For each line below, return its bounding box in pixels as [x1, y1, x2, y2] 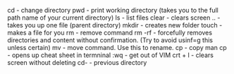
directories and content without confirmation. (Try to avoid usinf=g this [7, 36, 214, 44]
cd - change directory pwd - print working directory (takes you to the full [7, 6, 218, 14]
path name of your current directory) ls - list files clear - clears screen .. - [7, 13, 221, 22]
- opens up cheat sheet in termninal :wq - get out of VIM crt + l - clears [7, 51, 214, 59]
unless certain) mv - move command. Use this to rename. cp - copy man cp [7, 44, 227, 51]
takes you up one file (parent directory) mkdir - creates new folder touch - [7, 21, 223, 29]
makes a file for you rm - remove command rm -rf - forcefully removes [7, 28, 213, 37]
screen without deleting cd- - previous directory [7, 58, 147, 66]
